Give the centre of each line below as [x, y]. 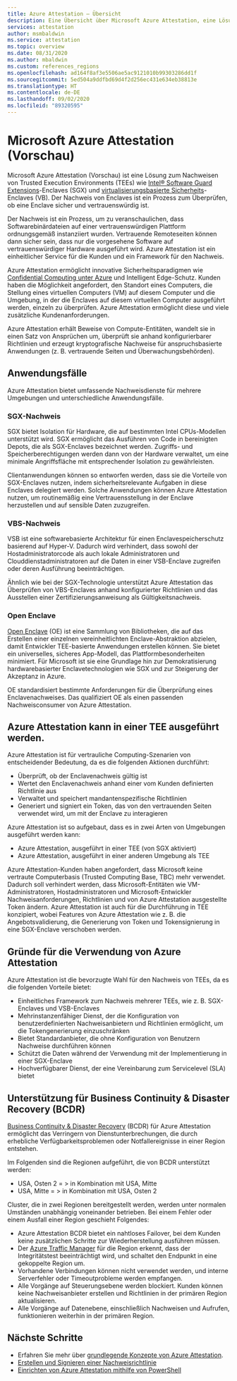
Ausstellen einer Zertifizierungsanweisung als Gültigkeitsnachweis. [104, 598]
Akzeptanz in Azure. [37, 676]
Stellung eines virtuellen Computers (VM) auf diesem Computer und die [111, 292]
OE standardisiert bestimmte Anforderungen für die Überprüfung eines [110, 689]
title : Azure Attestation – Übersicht [64, 14]
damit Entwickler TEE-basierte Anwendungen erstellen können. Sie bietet [114, 646]
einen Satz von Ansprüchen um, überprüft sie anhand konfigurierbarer [109, 336]
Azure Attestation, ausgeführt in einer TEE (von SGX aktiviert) [107, 848]
